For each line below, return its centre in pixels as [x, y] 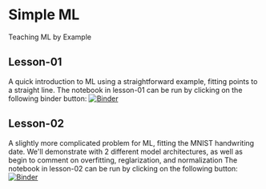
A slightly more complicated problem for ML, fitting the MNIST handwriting [131, 143]
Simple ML [44, 15]
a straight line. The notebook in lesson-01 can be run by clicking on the [125, 90]
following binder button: [48, 99]
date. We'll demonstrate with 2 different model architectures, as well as [125, 151]
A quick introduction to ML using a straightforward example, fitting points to [133, 81]
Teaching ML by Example [50, 37]
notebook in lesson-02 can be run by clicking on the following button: [123, 168]
